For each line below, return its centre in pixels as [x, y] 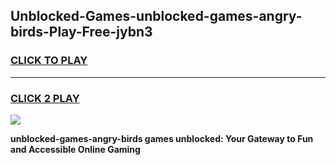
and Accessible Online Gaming [75, 149]
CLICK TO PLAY [49, 61]
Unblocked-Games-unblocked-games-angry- [156, 16]
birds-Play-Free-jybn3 [81, 32]
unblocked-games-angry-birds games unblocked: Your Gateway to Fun [162, 138]
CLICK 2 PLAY [45, 98]
